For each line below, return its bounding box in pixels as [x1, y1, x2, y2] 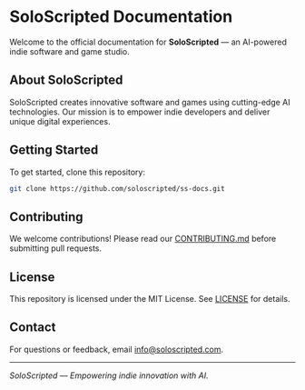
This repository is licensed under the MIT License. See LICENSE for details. [9, 294, 290, 305]
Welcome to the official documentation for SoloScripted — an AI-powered [9, 36, 288, 47]
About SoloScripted [9, 73, 123, 88]
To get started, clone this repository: [9, 166, 145, 177]
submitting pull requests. [9, 243, 103, 254]
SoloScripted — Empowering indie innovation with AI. [9, 370, 209, 381]
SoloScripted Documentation [9, 6, 233, 27]
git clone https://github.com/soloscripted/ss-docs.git [9, 184, 225, 193]
